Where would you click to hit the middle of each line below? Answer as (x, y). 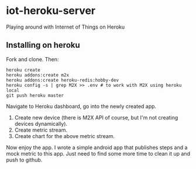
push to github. (24, 160)
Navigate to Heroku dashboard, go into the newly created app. (81, 106)
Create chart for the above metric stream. (65, 136)
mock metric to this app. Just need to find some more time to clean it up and (98, 153)
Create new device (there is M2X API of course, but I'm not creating (96, 117)
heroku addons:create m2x (37, 75)
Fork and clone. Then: (32, 59)
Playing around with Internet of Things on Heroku (66, 27)
